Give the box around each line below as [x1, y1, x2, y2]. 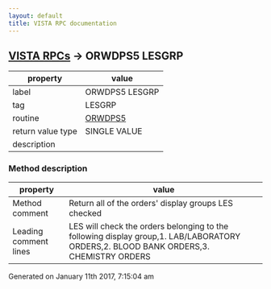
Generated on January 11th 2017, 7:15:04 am [8, 271, 155, 281]
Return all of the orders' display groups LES [68, 197, 234, 208]
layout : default [8, 11, 63, 20]
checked [68, 207, 102, 218]
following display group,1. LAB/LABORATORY [68, 230, 241, 242]
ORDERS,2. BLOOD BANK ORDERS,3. [68, 241, 210, 252]
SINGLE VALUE [85, 126, 143, 137]
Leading [12, 225, 44, 237]
